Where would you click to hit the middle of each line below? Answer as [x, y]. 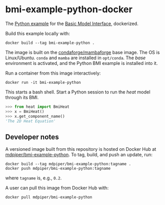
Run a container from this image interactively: [53, 73]
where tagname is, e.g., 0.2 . [34, 178]
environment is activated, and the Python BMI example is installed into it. [82, 63]
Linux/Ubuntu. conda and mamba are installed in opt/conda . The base [76, 58]
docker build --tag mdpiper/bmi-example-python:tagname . [68, 164]
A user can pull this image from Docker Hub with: [57, 188]
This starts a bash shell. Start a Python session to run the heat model [78, 92]
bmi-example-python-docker [69, 9]
